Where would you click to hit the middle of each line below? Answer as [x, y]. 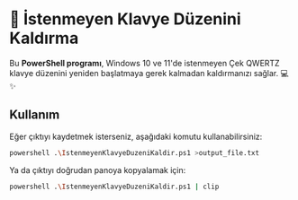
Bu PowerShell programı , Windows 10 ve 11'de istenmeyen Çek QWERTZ [145, 63]
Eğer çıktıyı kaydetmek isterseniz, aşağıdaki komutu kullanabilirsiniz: [136, 136]
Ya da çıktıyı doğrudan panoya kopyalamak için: [98, 170]
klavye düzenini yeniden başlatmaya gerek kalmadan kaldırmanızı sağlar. [144, 73]
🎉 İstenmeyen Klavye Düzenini [125, 19]
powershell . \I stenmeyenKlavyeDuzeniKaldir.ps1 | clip [114, 187]
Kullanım [35, 115]
